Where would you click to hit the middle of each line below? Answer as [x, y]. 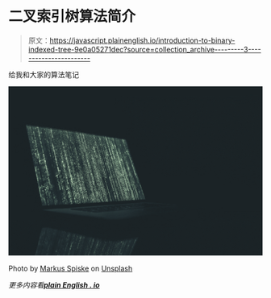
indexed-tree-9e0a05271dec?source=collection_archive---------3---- [144, 49]
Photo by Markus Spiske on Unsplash [71, 268]
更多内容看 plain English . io [54, 285]
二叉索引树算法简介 [72, 17]
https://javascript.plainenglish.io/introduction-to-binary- [142, 40]
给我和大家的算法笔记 [44, 74]
